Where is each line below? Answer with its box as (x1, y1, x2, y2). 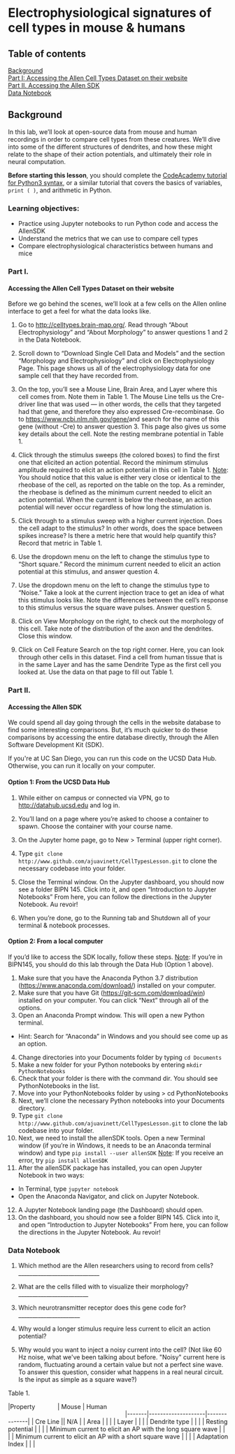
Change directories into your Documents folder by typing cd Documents (17, 1053, 222, 1061)
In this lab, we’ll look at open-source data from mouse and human (8, 128, 197, 136)
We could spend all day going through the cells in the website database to (8, 718, 221, 727)
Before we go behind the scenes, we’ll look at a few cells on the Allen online (8, 299, 227, 308)
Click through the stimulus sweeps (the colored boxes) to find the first (17, 451, 220, 459)
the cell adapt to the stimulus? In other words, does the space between (17, 524, 223, 532)
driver (17, 400, 36, 408)
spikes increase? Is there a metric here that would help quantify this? (17, 532, 216, 540)
